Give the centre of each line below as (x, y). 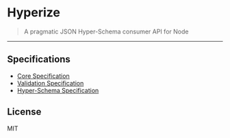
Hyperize (34, 13)
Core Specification (43, 76)
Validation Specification (50, 83)
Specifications (39, 59)
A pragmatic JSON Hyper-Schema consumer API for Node (106, 31)
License (24, 112)
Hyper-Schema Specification (58, 90)
